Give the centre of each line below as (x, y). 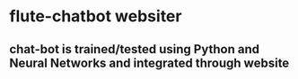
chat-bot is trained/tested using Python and (135, 49)
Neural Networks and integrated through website (149, 63)
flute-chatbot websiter (96, 16)
